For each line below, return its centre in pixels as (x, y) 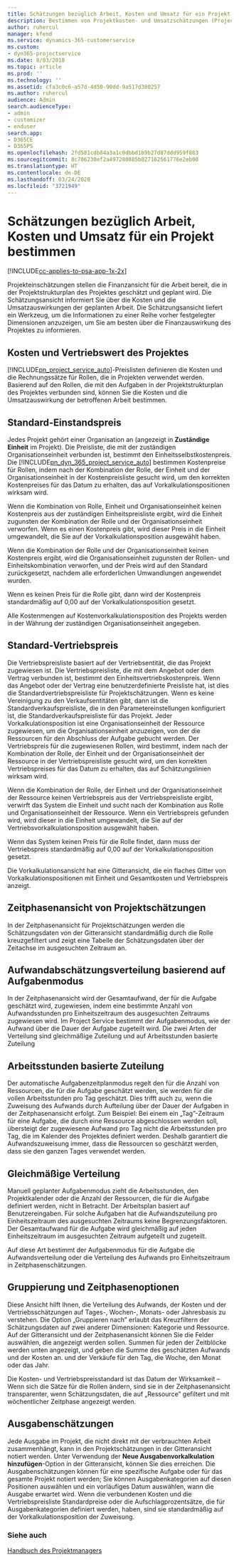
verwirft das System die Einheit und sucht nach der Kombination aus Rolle (116, 805)
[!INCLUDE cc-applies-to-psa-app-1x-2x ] (67, 271)
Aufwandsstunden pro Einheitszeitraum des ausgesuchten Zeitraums (108, 1013)
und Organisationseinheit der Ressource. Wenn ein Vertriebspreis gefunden (118, 813)
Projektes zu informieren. (44, 330)
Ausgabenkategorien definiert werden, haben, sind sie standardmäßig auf (116, 1509)
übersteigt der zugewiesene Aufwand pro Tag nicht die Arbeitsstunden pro (117, 1129)
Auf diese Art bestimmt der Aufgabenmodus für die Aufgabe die (101, 1250)
